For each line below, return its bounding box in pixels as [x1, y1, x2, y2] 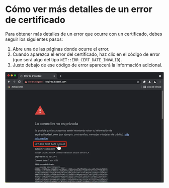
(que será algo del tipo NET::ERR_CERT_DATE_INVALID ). [12, 56, 122, 62]
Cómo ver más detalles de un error [5, 4, 152, 15]
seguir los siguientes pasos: [5, 36, 63, 42]
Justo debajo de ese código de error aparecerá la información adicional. [12, 62, 162, 68]
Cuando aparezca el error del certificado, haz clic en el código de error [12, 51, 160, 57]
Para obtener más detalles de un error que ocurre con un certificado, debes [5, 31, 162, 37]
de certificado [5, 14, 65, 26]
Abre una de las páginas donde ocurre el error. [12, 46, 110, 52]
